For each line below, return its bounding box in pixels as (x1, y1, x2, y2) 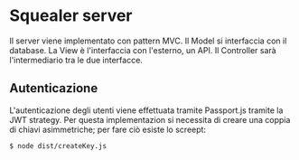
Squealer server (9, 5, 133, 26)
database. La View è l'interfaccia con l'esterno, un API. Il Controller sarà (9, 44, 277, 55)
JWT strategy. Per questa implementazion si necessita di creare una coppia (9, 114, 291, 125)
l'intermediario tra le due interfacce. (9, 54, 143, 65)
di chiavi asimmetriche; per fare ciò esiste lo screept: (9, 124, 206, 135)
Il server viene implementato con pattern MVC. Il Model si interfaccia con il (9, 35, 287, 46)
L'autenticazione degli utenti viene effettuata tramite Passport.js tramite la (9, 105, 284, 116)
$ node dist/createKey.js (9, 141, 107, 150)
